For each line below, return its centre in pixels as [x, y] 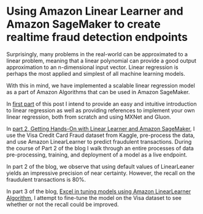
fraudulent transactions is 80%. [46, 179]
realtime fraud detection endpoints [97, 37]
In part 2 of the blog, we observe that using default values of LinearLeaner [100, 166]
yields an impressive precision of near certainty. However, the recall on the [101, 173]
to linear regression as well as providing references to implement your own [101, 110]
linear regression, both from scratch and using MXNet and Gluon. [89, 117]
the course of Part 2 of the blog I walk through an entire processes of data [100, 148]
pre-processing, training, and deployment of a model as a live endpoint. [97, 155]
